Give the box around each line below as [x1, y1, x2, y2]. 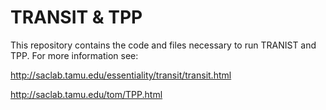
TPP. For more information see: [10, 49, 139, 61]
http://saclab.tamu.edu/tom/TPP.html [10, 88, 163, 100]
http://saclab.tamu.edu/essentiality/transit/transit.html [10, 69, 232, 81]
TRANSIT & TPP [10, 6, 143, 29]
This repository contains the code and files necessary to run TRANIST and [10, 39, 317, 51]
